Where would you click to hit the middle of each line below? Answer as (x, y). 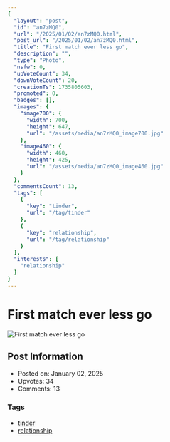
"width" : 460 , (47, 153)
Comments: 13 (39, 389)
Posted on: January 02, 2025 (60, 374)
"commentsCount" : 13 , (46, 186)
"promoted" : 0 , (36, 93)
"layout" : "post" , (41, 21)
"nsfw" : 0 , (30, 67)
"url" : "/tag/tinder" (58, 213)
